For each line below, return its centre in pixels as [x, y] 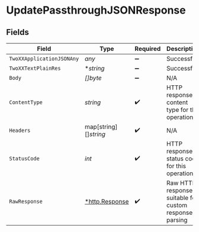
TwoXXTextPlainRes [35, 68]
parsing [177, 220]
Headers [20, 130]
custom [177, 205]
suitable [178, 198]
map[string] [101, 127]
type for [178, 110]
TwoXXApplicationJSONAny [44, 59]
